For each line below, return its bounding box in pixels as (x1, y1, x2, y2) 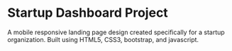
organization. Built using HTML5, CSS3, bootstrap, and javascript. (7, 35, 199, 43)
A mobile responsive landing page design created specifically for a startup (7, 28, 225, 36)
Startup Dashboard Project (7, 5, 168, 21)
